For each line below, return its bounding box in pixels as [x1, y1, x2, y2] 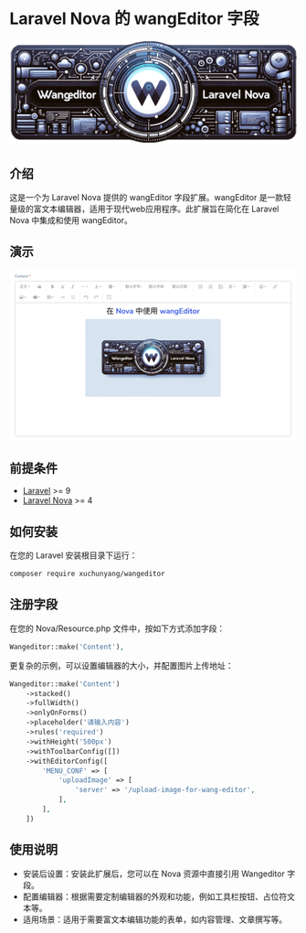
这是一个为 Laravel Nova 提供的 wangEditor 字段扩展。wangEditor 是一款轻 [9, 191, 292, 202]
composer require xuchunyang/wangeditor [9, 569, 166, 579]
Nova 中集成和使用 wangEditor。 [9, 214, 132, 225]
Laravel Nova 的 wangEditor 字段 [9, 8, 259, 29]
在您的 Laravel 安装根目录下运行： [9, 550, 138, 561]
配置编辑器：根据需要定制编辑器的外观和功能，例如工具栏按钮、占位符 [22, 891, 288, 902]
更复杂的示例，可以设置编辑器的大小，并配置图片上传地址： [9, 660, 234, 670]
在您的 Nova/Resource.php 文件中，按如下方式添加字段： [9, 623, 226, 634]
